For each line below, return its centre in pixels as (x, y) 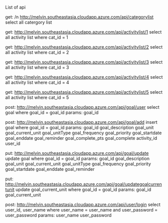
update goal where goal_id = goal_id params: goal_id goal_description (77, 158)
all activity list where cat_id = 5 (37, 97)
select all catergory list (29, 22)
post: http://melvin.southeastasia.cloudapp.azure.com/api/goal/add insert (81, 122)
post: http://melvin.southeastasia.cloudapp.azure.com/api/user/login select (83, 204)
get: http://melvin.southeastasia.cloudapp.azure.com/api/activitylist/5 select (84, 92)
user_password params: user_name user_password (58, 215)
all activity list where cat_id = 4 (37, 82)
